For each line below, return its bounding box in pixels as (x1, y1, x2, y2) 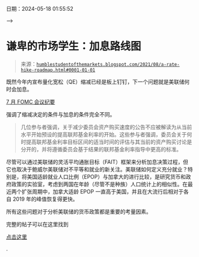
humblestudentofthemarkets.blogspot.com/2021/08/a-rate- (36, 61, 180, 67)
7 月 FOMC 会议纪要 (6, 98, 55, 105)
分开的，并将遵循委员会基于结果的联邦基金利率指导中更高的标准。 (20, 145, 182, 153)
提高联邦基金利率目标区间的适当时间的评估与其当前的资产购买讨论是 (25, 138, 192, 145)
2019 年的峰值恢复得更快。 (12, 195, 78, 202)
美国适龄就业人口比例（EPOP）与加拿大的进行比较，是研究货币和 (26, 173, 187, 180)
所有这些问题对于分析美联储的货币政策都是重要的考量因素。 (6, 208, 152, 215)
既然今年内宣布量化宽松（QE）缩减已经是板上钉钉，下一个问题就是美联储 (6, 78, 185, 85)
